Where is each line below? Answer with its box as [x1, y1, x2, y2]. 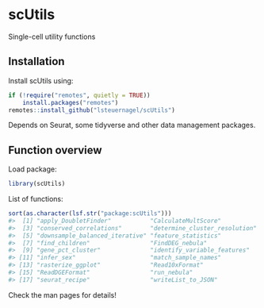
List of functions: [8, 194, 63, 204]
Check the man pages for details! [8, 290, 117, 299]
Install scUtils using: [8, 75, 74, 85]
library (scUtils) [8, 180, 66, 188]
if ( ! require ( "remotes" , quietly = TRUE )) [8, 91, 151, 99]
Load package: [8, 164, 57, 174]
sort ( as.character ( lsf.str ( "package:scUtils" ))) [8, 210, 172, 218]
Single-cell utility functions [8, 32, 96, 41]
